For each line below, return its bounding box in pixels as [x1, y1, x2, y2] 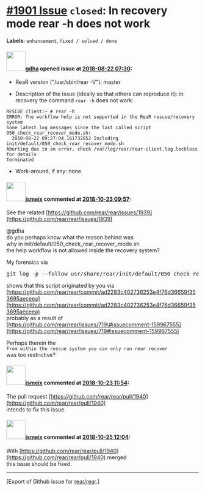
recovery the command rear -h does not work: [15, 97, 134, 104]
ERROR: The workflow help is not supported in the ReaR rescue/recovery [6, 114, 195, 120]
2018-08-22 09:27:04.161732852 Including [12, 135, 119, 141]
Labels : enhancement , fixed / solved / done [6, 37, 117, 44]
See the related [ [6, 209, 48, 216]
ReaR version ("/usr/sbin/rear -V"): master [15, 78, 121, 86]
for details [6, 151, 37, 158]
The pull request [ [6, 392, 51, 400]
